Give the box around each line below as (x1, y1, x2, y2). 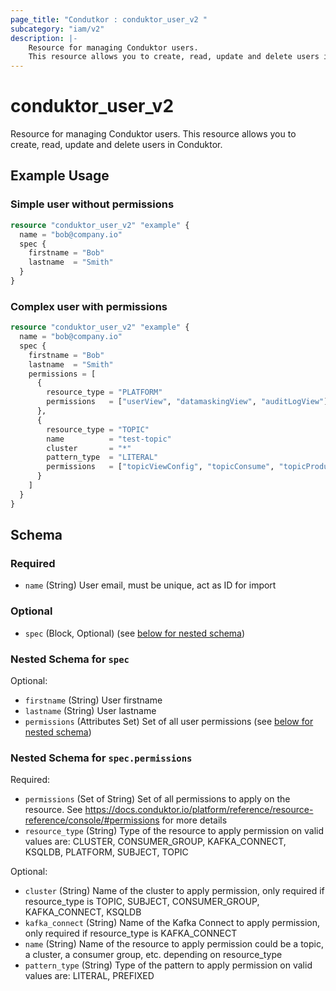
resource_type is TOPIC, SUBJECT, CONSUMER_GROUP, (24, 896, 260, 908)
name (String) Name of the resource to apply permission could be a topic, (24, 938, 324, 950)
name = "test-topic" (46, 434, 172, 444)
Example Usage (10, 167, 110, 185)
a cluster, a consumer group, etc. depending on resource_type (24, 949, 283, 961)
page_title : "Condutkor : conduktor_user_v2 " (10, 14, 208, 25)
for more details (161, 814, 228, 826)
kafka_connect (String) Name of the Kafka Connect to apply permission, (24, 917, 320, 929)
